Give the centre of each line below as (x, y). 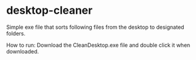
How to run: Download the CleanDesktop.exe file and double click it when (98, 45)
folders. (16, 33)
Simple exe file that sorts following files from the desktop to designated (95, 27)
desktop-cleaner (49, 10)
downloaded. (23, 51)
